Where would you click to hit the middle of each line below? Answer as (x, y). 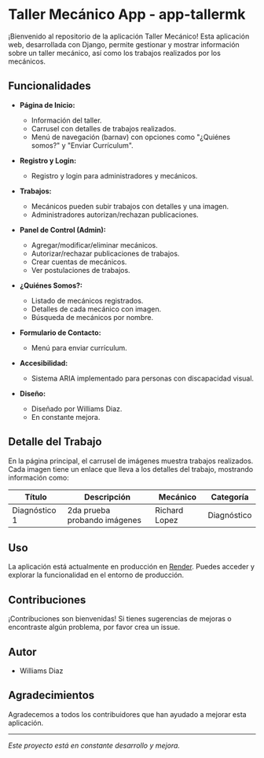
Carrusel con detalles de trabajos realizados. (104, 128)
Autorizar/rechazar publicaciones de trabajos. (105, 253)
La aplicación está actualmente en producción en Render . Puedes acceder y (132, 567)
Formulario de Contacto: (60, 333)
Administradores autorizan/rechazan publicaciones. (115, 215)
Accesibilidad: (44, 362)
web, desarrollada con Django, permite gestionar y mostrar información (124, 44)
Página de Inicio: (47, 105)
